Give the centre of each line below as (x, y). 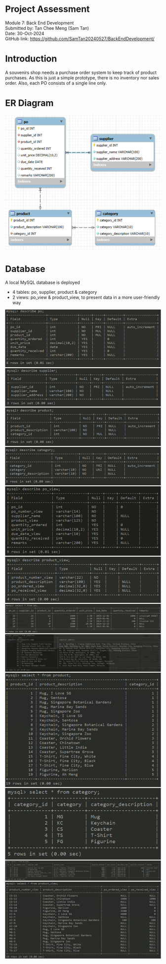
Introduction (31, 59)
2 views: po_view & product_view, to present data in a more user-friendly (86, 297)
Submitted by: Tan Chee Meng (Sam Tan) (47, 28)
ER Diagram (29, 103)
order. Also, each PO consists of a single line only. (56, 83)
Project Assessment (47, 9)
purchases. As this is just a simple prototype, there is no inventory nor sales (82, 77)
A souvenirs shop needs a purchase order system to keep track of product (81, 72)
